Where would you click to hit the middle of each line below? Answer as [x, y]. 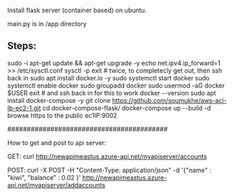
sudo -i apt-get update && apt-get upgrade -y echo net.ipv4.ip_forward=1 [114, 63]
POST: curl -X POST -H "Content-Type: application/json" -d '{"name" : [109, 170]
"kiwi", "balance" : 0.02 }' [44, 177]
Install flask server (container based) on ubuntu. [77, 10]
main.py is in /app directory [47, 24]
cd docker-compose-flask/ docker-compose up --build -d [127, 108]
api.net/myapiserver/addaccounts [56, 185]
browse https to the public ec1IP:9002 [62, 115]
